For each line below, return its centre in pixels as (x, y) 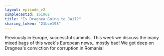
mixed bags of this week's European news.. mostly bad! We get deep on (79, 43)
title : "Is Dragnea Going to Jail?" (43, 19)
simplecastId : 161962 (27, 14)
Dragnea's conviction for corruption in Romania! (54, 48)
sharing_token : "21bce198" (33, 24)
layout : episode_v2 (25, 10)
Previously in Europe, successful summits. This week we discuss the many (82, 38)
